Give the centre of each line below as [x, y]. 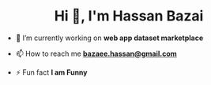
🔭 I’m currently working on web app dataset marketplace [109, 38]
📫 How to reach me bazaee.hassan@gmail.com [96, 54]
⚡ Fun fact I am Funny [52, 72]
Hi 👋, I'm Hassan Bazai [129, 16]
